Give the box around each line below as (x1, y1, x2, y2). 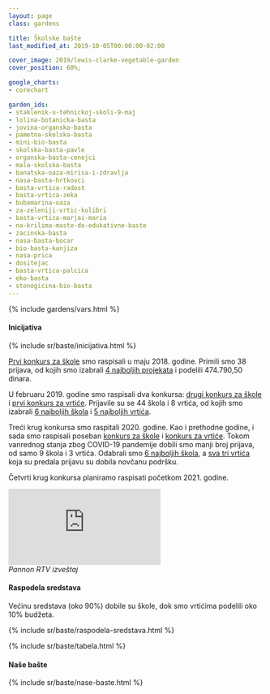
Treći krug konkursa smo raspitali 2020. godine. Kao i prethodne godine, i (8, 422, 255, 432)
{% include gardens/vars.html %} (8, 304, 120, 313)
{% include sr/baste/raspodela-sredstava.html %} (8, 626, 175, 636)
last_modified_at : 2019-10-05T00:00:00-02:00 (8, 41, 165, 50)
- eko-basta (8, 274, 49, 282)
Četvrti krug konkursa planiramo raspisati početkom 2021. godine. (8, 472, 229, 482)
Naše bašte (8, 659, 48, 670)
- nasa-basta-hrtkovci (8, 176, 85, 184)
